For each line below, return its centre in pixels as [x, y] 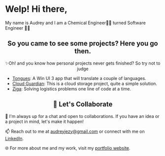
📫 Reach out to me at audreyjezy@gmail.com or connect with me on [75, 131]
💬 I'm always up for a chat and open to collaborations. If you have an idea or [82, 116]
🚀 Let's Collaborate [83, 104]
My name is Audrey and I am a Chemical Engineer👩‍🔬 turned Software [76, 23]
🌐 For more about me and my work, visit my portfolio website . [68, 148]
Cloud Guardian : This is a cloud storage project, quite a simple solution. [85, 83]
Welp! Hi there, [36, 9]
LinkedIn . [14, 138]
